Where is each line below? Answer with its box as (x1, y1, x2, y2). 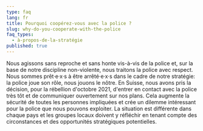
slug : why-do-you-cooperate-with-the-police (6, 26, 121, 32)
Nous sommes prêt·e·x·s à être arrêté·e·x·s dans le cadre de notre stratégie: (6, 73, 196, 80)
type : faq (6, 9, 32, 15)
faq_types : (6, 32, 34, 38)
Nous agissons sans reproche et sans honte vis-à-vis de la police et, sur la (6, 59, 193, 67)
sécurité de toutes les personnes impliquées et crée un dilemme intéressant (6, 98, 196, 105)
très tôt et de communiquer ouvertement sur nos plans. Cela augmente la (6, 92, 190, 99)
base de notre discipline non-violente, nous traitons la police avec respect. (6, 66, 193, 73)
